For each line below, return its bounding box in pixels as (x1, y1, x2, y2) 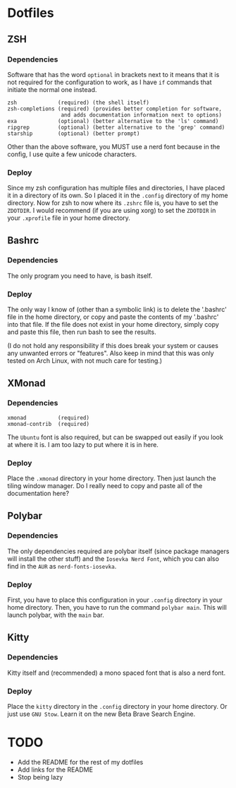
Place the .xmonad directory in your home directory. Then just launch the (7, 474, 216, 482)
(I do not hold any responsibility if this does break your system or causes (7, 342, 218, 350)
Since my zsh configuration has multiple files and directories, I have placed (7, 184, 225, 192)
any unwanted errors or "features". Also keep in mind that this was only (7, 349, 214, 358)
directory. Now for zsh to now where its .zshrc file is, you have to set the (7, 199, 218, 207)
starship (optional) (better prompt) (7, 129, 140, 137)
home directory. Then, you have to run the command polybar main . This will (7, 603, 227, 612)
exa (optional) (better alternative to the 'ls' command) (7, 117, 219, 124)
